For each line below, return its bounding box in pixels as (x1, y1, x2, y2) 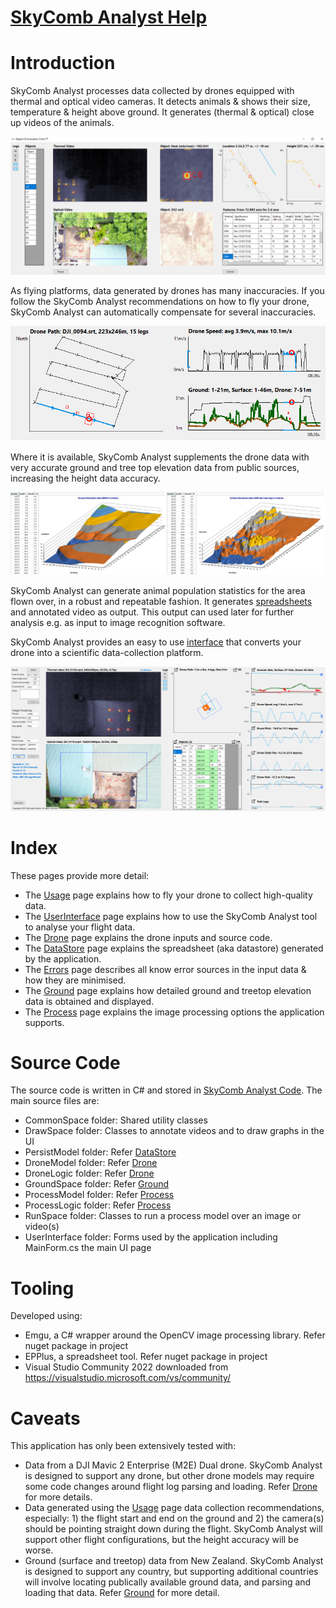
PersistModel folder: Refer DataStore (24, 1146, 177, 1158)
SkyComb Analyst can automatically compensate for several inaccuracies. (10, 306, 317, 318)
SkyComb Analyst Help (10, 6, 208, 29)
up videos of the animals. (10, 117, 115, 129)
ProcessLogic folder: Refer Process (24, 1199, 172, 1211)
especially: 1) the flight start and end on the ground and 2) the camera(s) (24, 1512, 325, 1525)
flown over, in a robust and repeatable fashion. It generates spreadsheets (10, 595, 313, 607)
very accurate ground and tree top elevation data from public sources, (10, 462, 300, 474)
